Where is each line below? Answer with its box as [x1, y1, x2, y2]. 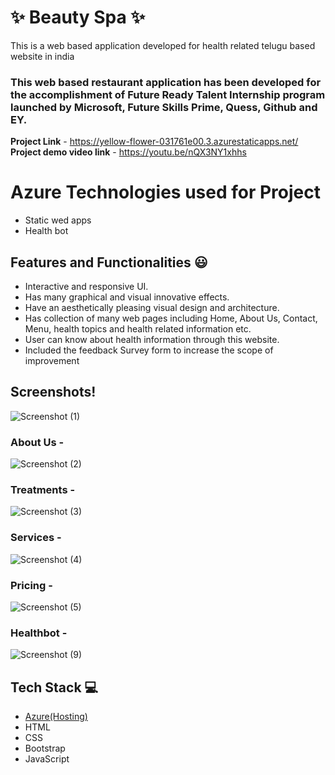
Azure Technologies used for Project [10, 181, 321, 204]
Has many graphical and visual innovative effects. [24, 291, 230, 303]
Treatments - [10, 483, 76, 497]
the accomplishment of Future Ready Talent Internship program [10, 87, 326, 101]
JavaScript [24, 753, 70, 765]
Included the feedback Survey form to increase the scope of [24, 344, 274, 356]
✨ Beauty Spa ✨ [10, 6, 146, 29]
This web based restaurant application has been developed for [10, 75, 322, 89]
